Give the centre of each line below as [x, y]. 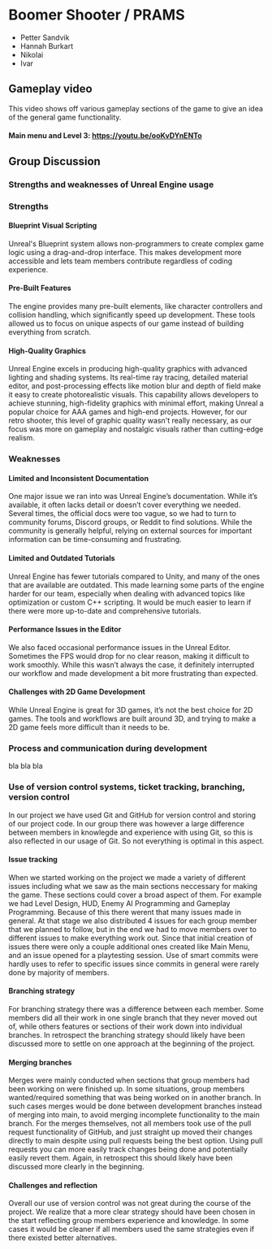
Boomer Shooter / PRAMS [97, 15]
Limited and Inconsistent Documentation [78, 478]
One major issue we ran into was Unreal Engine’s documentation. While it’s [133, 497]
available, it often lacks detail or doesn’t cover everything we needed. [125, 505]
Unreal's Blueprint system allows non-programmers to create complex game [136, 243]
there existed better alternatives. [63, 1238]
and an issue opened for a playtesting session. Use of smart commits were [133, 955]
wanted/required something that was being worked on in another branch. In [135, 1098]
